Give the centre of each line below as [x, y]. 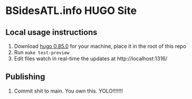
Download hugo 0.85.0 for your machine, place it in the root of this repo [100, 46]
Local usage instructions [51, 32]
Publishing [25, 77]
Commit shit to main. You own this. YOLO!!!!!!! [68, 91]
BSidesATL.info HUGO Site [71, 11]
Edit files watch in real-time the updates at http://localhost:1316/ [90, 59]
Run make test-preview [41, 52]
